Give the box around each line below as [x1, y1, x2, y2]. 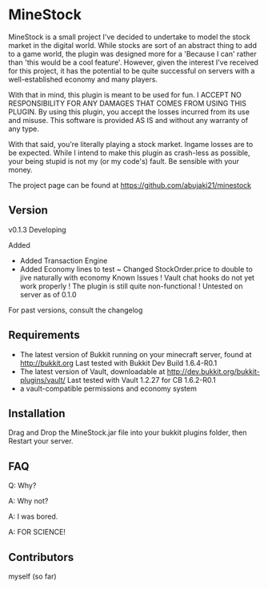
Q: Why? [8, 481, 37, 491]
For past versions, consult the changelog [8, 305, 143, 315]
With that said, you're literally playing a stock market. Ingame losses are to [8, 139, 254, 149]
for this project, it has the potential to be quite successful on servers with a [8, 66, 255, 75]
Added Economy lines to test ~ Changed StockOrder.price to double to [19, 264, 254, 273]
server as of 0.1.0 [19, 289, 78, 299]
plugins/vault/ [19, 375, 66, 384]
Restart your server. [8, 436, 74, 446]
